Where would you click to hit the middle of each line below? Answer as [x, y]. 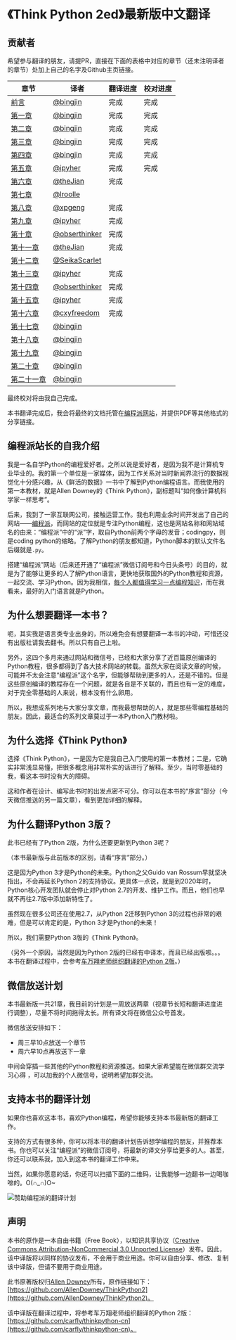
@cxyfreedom [76, 313]
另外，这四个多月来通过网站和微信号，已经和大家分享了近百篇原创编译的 [112, 657]
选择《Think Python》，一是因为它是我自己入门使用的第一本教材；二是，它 [114, 759]
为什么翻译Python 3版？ [60, 824]
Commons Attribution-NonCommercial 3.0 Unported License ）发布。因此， [117, 1249]
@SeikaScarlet [77, 260]
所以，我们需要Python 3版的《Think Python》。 [75, 938]
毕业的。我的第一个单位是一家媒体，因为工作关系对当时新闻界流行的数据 [118, 473]
